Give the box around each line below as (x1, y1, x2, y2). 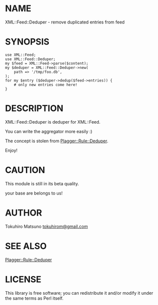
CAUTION (5, 165, 45, 175)
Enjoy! (5, 147, 18, 153)
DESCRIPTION (5, 103, 64, 114)
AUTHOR (5, 207, 43, 218)
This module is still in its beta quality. (5, 180, 79, 186)
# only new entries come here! (14, 82, 78, 87)
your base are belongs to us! (5, 190, 63, 196)
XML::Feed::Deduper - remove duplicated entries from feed (5, 19, 125, 25)
